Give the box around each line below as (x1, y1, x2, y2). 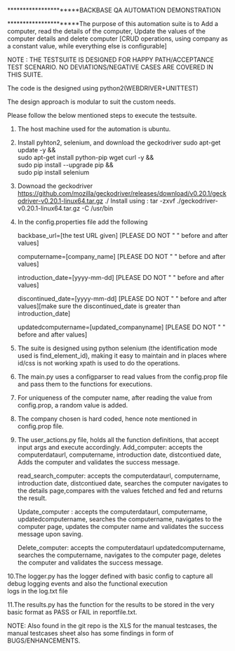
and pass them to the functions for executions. (17, 380, 153, 388)
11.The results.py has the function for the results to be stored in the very (7, 600, 215, 609)
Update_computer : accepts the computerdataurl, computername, (17, 508, 208, 516)
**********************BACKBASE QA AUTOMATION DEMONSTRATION (7, 6, 221, 14)
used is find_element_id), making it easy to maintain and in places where (17, 351, 227, 360)
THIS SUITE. (7, 70, 43, 79)
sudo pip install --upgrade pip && (17, 161, 114, 169)
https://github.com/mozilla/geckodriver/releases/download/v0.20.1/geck (17, 189, 227, 197)
